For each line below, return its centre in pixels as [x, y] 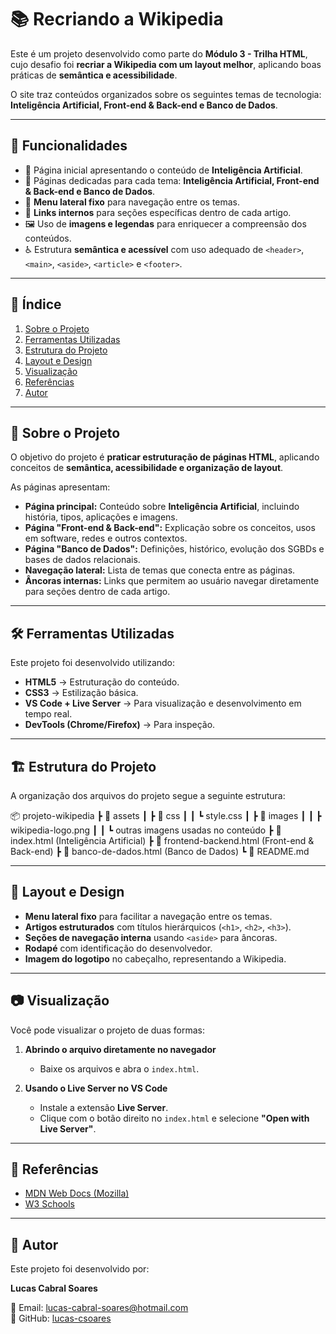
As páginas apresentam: [60, 487]
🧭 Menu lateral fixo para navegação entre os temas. [132, 202]
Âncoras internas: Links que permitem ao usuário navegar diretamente [172, 581]
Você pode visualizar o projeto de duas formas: [108, 1030]
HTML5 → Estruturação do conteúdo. [102, 682]
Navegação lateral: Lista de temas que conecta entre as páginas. [160, 570]
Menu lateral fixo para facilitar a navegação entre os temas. [148, 916]
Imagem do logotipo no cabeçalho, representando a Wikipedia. [155, 958]
